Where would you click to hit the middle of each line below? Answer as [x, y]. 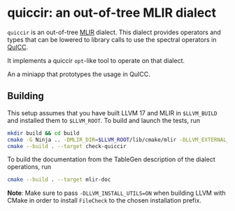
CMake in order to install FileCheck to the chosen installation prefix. [104, 201]
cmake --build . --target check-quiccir [67, 146]
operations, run [29, 167]
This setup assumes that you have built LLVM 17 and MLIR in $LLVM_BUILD [112, 112]
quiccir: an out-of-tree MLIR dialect [112, 13]
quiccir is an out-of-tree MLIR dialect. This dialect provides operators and [114, 32]
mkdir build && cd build [43, 133]
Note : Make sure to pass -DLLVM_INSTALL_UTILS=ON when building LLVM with [116, 193]
